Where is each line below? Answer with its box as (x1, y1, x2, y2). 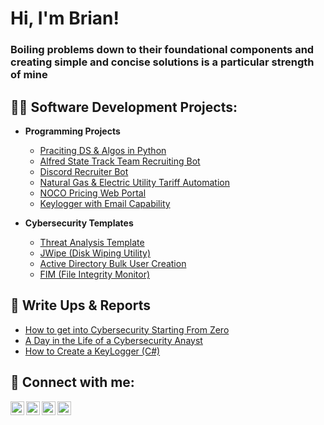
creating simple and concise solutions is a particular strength (10, 55, 315, 69)
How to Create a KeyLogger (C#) (24, 345, 161, 357)
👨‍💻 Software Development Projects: (10, 98, 238, 116)
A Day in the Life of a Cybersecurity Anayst (24, 334, 203, 346)
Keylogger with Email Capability (39, 197, 171, 209)
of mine (10, 68, 48, 82)
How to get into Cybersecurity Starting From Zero (24, 323, 230, 336)
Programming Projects (24, 125, 121, 137)
